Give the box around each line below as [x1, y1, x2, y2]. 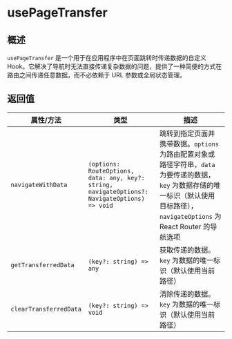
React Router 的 [159, 222, 211, 231]
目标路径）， [159, 201, 198, 211]
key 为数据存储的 [159, 180, 214, 190]
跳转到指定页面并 [159, 128, 215, 138]
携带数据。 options [159, 139, 220, 148]
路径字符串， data [159, 159, 215, 169]
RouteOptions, [88, 167, 135, 175]
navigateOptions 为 [159, 211, 222, 221]
